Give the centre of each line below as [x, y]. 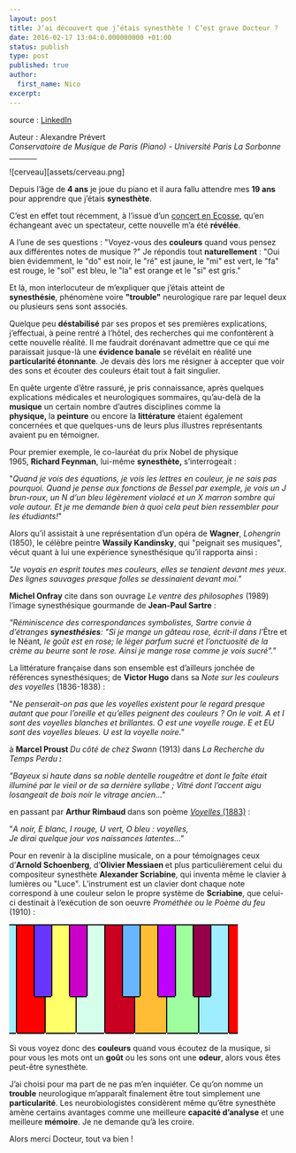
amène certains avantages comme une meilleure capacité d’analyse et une [147, 1112]
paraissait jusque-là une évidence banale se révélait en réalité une [131, 352]
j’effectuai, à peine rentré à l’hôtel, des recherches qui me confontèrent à [141, 333]
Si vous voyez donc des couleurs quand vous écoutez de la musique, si [140, 1048]
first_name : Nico [49, 84]
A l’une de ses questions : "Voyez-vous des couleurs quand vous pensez [143, 242]
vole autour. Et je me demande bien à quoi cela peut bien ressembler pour [144, 507]
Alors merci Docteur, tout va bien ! [72, 1139]
